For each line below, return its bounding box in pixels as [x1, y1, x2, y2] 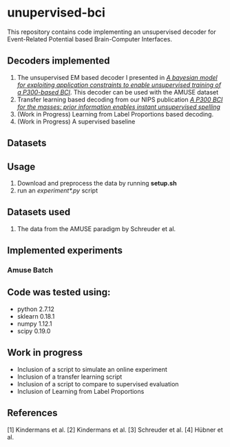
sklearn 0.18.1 [17, 312, 55, 320]
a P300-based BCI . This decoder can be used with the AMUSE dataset [17, 88, 219, 96]
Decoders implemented [7, 55, 110, 67]
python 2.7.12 [17, 305, 55, 313]
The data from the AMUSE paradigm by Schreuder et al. [17, 224, 176, 232]
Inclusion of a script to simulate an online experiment [17, 365, 167, 373]
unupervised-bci [7, 5, 105, 21]
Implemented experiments [7, 245, 123, 257]
